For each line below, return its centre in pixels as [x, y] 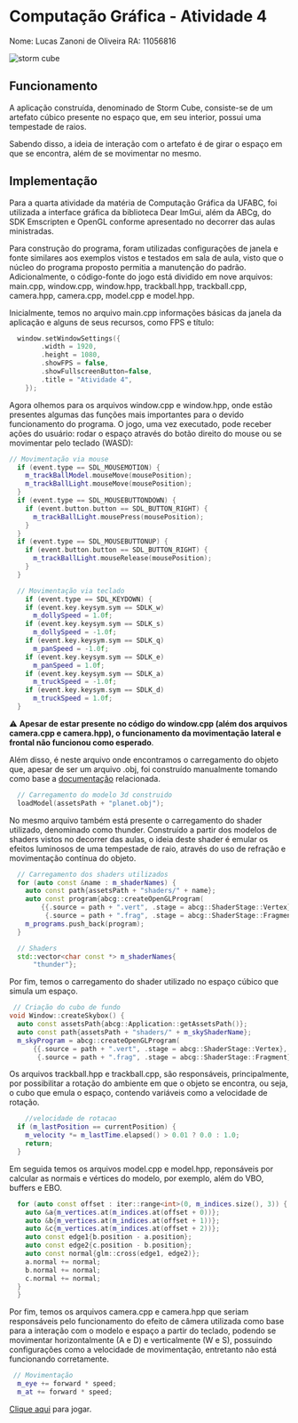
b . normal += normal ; [63, 1270]
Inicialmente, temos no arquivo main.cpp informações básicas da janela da [145, 312]
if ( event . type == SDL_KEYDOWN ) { [89, 599]
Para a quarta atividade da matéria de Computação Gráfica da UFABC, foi [143, 203]
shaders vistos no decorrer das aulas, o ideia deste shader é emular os [139, 839]
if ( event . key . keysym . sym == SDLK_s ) [95, 624]
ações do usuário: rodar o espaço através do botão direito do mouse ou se [145, 433]
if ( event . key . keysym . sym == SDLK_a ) [95, 673]
